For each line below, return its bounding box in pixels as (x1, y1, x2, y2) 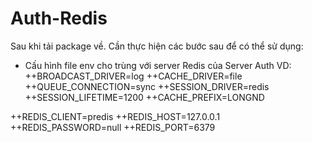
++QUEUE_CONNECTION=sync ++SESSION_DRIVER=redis (24, 80, 270, 92)
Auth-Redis (10, 7, 108, 30)
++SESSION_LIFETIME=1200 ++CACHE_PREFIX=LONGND (24, 91, 265, 103)
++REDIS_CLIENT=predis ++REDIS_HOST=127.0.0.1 (10, 110, 221, 122)
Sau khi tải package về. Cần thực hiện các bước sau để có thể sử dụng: (10, 40, 304, 52)
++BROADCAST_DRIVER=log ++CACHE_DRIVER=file (24, 70, 243, 82)
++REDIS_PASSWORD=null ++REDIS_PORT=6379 (10, 121, 216, 133)
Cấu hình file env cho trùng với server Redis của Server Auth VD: (24, 59, 292, 71)
